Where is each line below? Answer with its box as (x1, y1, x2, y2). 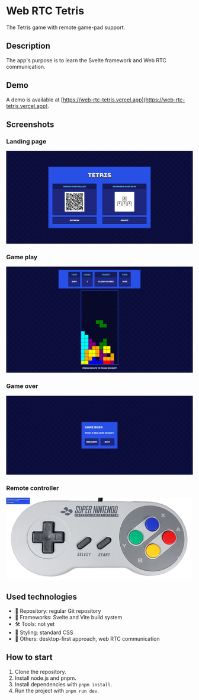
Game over (6, 381, 38, 390)
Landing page (6, 137, 47, 145)
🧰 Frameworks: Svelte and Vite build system (14, 614, 123, 621)
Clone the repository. (14, 668, 66, 675)
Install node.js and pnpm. (14, 674, 76, 682)
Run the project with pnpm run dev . (14, 687, 99, 694)
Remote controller (6, 483, 59, 492)
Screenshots (6, 119, 54, 129)
